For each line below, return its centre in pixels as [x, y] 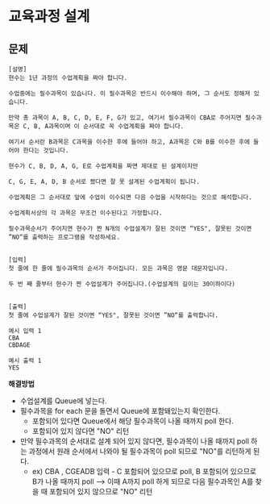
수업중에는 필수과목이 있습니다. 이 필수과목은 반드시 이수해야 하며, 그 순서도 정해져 [129, 94]
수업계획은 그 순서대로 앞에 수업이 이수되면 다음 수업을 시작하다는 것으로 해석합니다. [130, 198]
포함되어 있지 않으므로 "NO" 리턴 [101, 492]
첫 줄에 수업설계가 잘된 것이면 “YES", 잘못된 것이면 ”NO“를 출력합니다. [114, 315]
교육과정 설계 [49, 17]
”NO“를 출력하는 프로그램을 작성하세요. [64, 237]
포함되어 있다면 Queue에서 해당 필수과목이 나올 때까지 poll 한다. [133, 421]
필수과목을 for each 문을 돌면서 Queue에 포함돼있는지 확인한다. [120, 411]
